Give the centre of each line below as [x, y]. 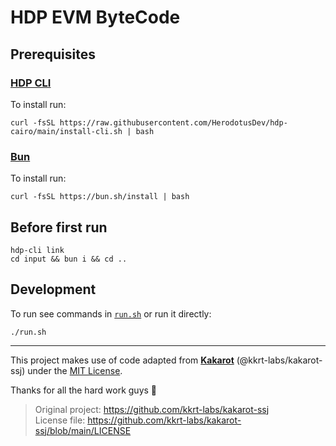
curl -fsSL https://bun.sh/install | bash [100, 197]
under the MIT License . [75, 370]
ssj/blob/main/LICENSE [83, 430]
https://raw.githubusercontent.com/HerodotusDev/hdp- [173, 122]
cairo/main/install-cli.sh [66, 131]
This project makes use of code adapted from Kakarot [122, 360]
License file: [60, 420]
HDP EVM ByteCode [95, 17]
